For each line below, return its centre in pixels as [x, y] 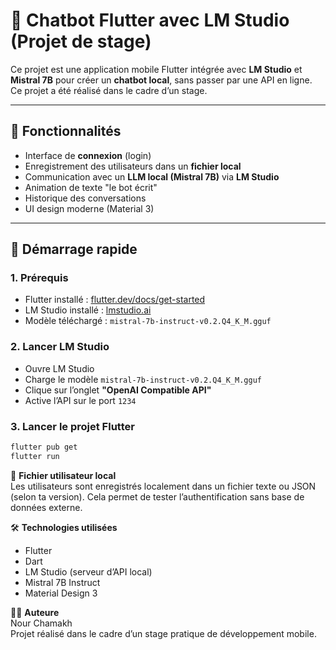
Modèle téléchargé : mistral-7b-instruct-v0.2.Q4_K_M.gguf [148, 321]
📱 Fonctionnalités [66, 131]
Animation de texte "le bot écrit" [91, 187]
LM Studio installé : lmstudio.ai [88, 310]
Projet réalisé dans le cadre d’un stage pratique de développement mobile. [163, 633]
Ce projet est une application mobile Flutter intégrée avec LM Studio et [156, 69]
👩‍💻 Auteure [35, 612]
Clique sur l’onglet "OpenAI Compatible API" [118, 390]
